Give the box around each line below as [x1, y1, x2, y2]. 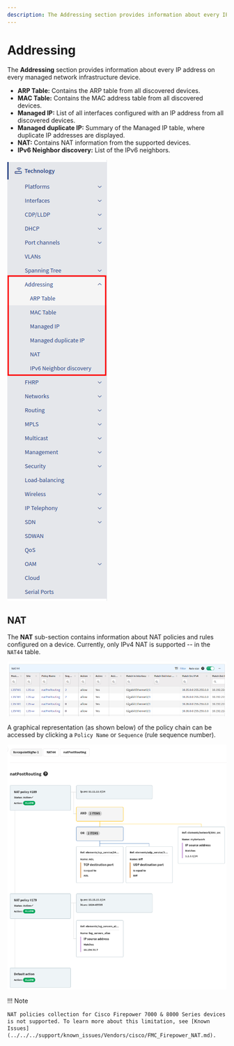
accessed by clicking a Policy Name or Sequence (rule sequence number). [7, 730, 216, 739]
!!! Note [7, 996, 29, 1005]
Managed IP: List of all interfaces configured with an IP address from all [17, 108, 224, 117]
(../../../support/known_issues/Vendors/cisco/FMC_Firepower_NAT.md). [7, 1031, 217, 1039]
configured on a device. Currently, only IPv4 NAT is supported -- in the [7, 640, 211, 649]
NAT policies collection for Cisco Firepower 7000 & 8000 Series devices [7, 1010, 226, 1018]
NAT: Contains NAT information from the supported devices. [17, 138, 192, 147]
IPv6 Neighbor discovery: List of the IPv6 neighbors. [17, 145, 171, 154]
